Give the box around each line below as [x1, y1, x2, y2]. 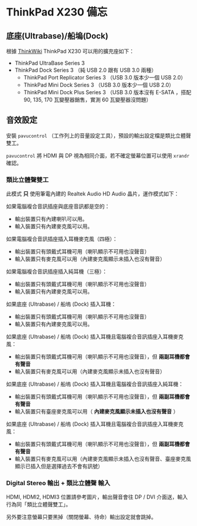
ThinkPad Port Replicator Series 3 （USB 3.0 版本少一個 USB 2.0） [23, 74, 186, 81]
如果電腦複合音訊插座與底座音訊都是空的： [6, 203, 110, 210]
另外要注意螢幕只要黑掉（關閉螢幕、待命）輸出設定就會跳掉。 [6, 514, 157, 521]
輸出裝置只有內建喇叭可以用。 [14, 216, 88, 223]
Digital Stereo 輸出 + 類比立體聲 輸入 [6, 479, 111, 487]
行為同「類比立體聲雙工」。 [6, 501, 71, 508]
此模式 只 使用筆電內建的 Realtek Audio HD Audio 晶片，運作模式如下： [6, 190, 179, 197]
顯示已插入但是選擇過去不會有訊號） [14, 463, 104, 470]
